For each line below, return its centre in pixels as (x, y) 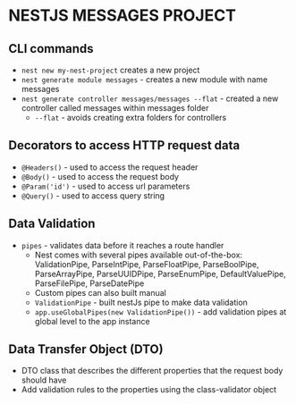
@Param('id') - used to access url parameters (106, 186)
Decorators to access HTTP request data (124, 145)
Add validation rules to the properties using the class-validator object (149, 390)
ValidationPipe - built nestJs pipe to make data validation (141, 302)
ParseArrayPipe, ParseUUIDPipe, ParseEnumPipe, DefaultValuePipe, (161, 274)
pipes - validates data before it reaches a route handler (123, 245)
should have (44, 380)
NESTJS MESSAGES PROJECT (122, 16)
